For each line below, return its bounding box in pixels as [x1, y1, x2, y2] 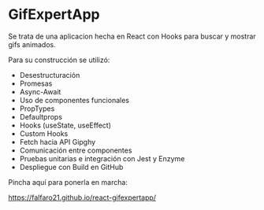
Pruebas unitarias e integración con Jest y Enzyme [19, 153, 185, 163]
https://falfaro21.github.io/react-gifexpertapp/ [8, 193, 156, 202]
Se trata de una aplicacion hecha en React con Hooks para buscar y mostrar [8, 31, 256, 41]
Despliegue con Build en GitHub [19, 162, 124, 171]
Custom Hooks [19, 128, 69, 138]
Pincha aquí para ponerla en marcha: [8, 177, 128, 186]
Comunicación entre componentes [19, 146, 132, 155]
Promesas [19, 79, 53, 88]
